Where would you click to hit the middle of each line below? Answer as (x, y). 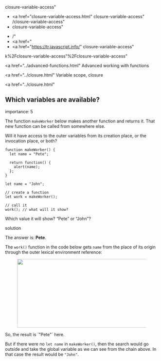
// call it (16, 205)
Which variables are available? (53, 100)
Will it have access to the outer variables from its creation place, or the (76, 136)
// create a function (27, 192)
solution (13, 228)
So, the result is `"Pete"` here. (35, 334)
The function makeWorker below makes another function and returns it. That (80, 121)
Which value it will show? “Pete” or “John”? (48, 219)
